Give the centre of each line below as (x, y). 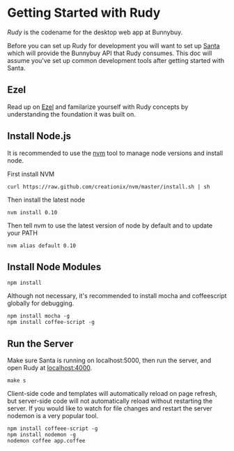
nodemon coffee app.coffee (46, 441)
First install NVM (31, 174)
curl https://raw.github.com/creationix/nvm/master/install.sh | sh (109, 186)
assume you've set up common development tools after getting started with (116, 60)
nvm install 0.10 (32, 212)
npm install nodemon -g (42, 435)
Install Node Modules (54, 267)
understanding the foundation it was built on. (71, 114)
